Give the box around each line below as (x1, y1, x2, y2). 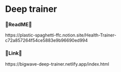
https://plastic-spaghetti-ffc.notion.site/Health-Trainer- (5, 32, 117, 38)
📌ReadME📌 (5, 21, 32, 28)
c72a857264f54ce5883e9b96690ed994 (5, 37, 88, 43)
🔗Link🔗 (5, 50, 22, 57)
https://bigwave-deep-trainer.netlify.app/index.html (5, 61, 109, 67)
